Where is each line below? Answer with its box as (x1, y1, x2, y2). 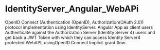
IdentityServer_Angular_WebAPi (5, 3, 139, 14)
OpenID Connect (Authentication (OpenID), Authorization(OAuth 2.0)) (5, 19, 144, 25)
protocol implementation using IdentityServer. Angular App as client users (5, 24, 153, 30)
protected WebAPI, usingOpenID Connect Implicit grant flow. (5, 39, 126, 45)
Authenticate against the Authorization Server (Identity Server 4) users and (5, 29, 156, 35)
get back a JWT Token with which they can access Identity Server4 (5, 35, 141, 40)
